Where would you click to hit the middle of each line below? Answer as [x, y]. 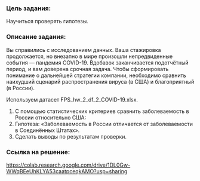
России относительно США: [50, 117]
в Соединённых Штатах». [47, 130]
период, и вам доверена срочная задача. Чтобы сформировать [87, 69]
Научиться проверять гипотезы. [47, 22]
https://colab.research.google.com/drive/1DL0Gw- [68, 165]
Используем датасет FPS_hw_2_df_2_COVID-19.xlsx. [72, 99]
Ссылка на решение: [38, 152]
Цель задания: [29, 8]
